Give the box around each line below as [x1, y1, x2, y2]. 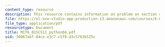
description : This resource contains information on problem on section [5, 12, 157, 17]
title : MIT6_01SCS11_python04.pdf [5, 30, 76, 35]
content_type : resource [5, 7, 54, 12]
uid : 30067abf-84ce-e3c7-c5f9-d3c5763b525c [5, 35, 96, 40]
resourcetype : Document [5, 25, 54, 30]
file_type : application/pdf [5, 21, 63, 26]
